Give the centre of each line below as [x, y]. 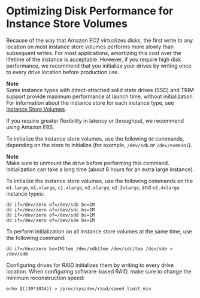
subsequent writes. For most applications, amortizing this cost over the [94, 53]
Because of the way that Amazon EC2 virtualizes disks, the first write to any [100, 40]
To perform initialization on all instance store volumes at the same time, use [99, 231]
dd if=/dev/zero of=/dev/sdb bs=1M [51, 205]
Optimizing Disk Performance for [90, 11]
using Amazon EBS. [31, 127]
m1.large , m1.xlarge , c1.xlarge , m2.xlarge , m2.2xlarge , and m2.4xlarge [93, 187]
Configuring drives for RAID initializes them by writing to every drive [90, 265]
